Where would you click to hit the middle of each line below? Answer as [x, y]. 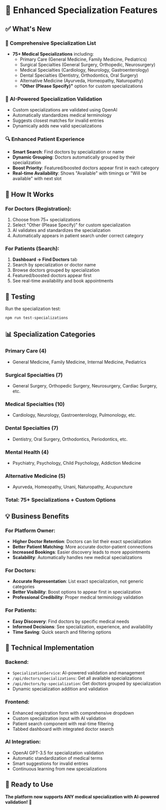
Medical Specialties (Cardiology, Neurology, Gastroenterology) [84, 70]
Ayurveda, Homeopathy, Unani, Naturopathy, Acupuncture [72, 487]
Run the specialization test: [33, 309]
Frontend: [17, 702]
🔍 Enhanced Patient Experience [45, 139]
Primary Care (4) [26, 351]
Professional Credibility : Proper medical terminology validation [78, 597]
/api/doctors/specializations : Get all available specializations [77, 678]
